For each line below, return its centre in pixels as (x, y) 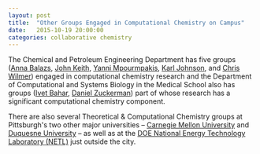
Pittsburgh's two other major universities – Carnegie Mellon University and (129, 125)
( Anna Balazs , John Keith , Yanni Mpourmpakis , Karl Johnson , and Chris (124, 68)
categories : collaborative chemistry (70, 37)
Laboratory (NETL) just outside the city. (72, 141)
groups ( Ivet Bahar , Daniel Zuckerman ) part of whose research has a (119, 93)
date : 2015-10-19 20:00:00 (56, 30)
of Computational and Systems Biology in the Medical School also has (122, 85)
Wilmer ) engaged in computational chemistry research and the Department (130, 76)
